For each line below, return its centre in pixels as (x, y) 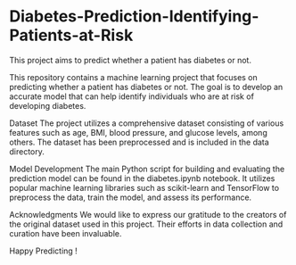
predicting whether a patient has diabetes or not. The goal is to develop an (146, 87)
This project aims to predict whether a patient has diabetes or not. (131, 60)
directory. (27, 151)
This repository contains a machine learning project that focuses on (134, 77)
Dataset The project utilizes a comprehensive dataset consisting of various (147, 123)
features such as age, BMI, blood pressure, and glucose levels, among (138, 132)
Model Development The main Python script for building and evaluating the (147, 169)
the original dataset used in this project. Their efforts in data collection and (146, 224)
